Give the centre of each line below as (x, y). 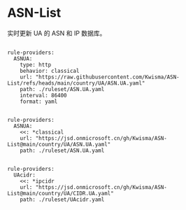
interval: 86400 (44, 95)
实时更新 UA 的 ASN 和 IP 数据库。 (57, 33)
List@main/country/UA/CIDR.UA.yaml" (60, 193)
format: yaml (39, 101)
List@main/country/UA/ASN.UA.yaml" (59, 144)
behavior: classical (50, 71)
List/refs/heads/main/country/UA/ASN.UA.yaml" (76, 83)
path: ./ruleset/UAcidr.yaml (62, 199)
